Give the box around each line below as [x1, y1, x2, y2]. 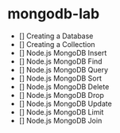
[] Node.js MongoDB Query [18, 65, 109, 74]
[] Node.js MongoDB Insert [18, 48, 107, 57]
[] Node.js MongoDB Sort [18, 73, 103, 83]
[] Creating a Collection [18, 39, 96, 49]
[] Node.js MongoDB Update [18, 99, 112, 108]
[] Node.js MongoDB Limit [18, 107, 104, 116]
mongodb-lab [7, 5, 100, 23]
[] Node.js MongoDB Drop [18, 90, 104, 100]
